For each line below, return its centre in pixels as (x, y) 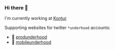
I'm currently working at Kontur (36, 18)
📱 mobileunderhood (31, 42)
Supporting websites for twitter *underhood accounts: (57, 28)
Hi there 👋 (16, 8)
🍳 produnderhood (29, 37)
